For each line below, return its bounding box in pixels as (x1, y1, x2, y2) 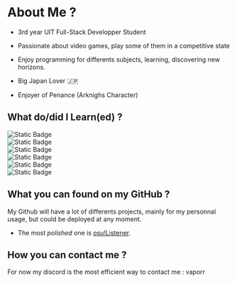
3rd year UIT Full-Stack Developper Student (17, 28, 146, 36)
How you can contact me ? (7, 249, 127, 261)
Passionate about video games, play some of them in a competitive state (17, 41, 231, 50)
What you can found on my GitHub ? (7, 189, 170, 201)
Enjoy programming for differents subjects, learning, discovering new (17, 55, 220, 64)
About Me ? (7, 4, 77, 21)
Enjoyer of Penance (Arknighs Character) (17, 90, 138, 99)
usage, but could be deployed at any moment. (7, 214, 142, 223)
